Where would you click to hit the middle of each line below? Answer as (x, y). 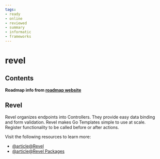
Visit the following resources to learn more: (48, 137)
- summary (15, 28)
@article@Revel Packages (38, 151)
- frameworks (18, 37)
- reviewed (16, 23)
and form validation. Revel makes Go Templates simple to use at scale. (75, 122)
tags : (10, 9)
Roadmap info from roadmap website (43, 90)
